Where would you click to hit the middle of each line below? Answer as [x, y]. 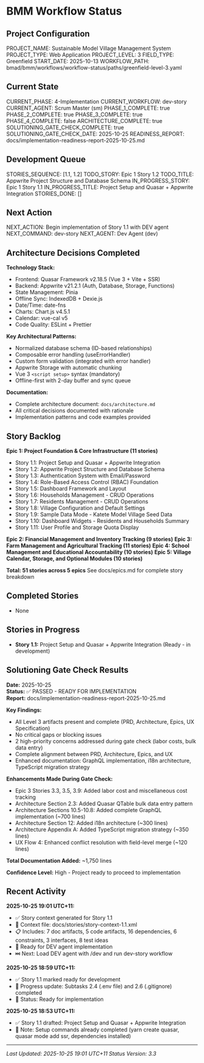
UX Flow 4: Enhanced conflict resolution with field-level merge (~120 [101, 842]
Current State [32, 87]
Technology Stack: [31, 268]
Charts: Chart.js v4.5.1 [42, 312]
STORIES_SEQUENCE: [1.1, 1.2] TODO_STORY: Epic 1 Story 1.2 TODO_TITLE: [100, 174]
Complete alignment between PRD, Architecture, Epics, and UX [94, 754]
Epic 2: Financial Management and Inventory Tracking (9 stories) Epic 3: [99, 539]
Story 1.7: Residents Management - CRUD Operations [82, 502]
